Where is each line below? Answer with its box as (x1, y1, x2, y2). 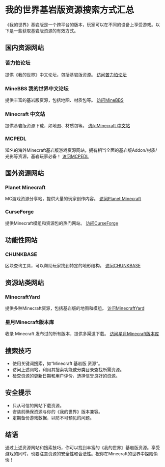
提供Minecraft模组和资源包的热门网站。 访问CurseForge (5, 220, 119, 226)
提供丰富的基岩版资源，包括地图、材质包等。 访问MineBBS (5, 97, 124, 103)
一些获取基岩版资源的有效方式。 (13, 27, 79, 33)
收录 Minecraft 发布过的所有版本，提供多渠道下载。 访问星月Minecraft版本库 (5, 331, 160, 337)
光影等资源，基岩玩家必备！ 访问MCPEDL (5, 153, 89, 159)
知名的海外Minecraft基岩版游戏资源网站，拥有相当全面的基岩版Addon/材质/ (5, 147, 157, 153)
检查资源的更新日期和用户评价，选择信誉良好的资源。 (12, 373, 120, 379)
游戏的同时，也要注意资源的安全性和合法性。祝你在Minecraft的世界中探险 (5, 450, 154, 457)
